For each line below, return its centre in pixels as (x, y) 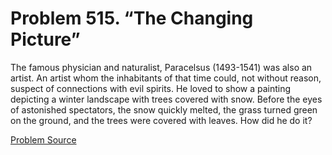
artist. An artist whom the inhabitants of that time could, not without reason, (166, 78)
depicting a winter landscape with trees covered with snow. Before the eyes (166, 99)
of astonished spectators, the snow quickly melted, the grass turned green (164, 109)
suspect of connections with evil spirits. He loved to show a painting (151, 88)
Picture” (45, 39)
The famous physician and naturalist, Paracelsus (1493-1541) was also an (161, 67)
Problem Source (43, 139)
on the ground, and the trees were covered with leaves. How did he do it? (161, 120)
